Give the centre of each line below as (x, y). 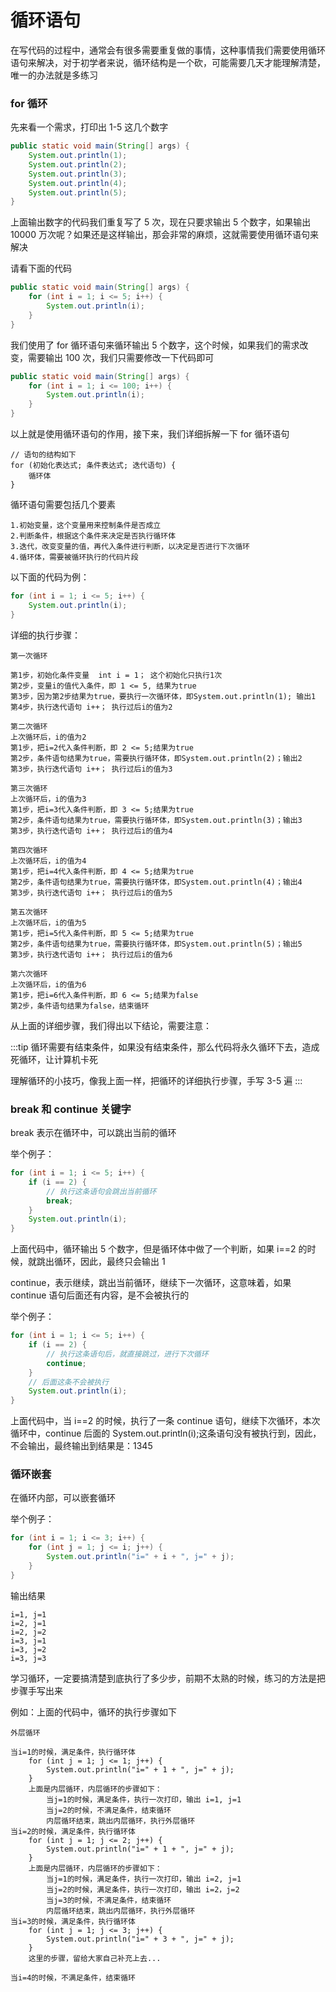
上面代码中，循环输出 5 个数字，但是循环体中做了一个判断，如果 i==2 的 (159, 1249)
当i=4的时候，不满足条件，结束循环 (73, 1977)
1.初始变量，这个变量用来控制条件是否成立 (86, 526)
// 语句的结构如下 (43, 455)
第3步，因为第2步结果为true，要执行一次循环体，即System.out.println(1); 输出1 (163, 696)
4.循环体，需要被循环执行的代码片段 (74, 557)
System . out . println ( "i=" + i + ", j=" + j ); (140, 1557)
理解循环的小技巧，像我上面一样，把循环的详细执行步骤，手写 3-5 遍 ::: (156, 1080)
